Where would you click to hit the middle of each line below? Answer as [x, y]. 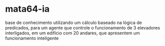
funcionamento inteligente [32, 38]
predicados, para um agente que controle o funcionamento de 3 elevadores [83, 27]
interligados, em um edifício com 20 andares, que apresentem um [73, 33]
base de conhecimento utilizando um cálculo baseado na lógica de [74, 23]
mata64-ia [27, 9]
